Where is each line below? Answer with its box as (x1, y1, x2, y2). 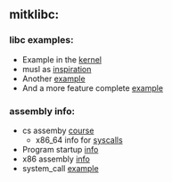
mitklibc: (9, 7, 60, 22)
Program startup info (21, 144, 99, 154)
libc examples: (9, 34, 74, 46)
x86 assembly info (21, 153, 91, 164)
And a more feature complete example (21, 82, 163, 93)
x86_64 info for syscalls (35, 134, 123, 145)
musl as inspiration (21, 63, 92, 74)
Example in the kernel (21, 54, 102, 65)
